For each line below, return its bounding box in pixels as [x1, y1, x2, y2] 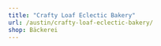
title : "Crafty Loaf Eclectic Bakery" [8, 11, 136, 19]
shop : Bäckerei [8, 26, 58, 34]
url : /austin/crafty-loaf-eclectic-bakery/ [8, 19, 154, 27]
